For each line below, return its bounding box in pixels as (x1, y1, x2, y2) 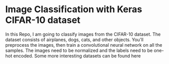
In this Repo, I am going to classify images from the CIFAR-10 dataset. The (5, 31, 161, 37)
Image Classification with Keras (5, 4, 143, 15)
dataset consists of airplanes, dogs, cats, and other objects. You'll (5, 37, 144, 43)
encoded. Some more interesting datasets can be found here (13, 52, 141, 59)
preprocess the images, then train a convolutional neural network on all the (5, 42, 162, 48)
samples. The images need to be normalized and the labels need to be (5, 47, 153, 53)
